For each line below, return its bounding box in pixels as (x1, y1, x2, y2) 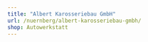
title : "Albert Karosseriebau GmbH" (7, 10, 116, 18)
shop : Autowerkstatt (7, 23, 69, 31)
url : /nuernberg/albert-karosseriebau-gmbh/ (7, 17, 142, 24)
